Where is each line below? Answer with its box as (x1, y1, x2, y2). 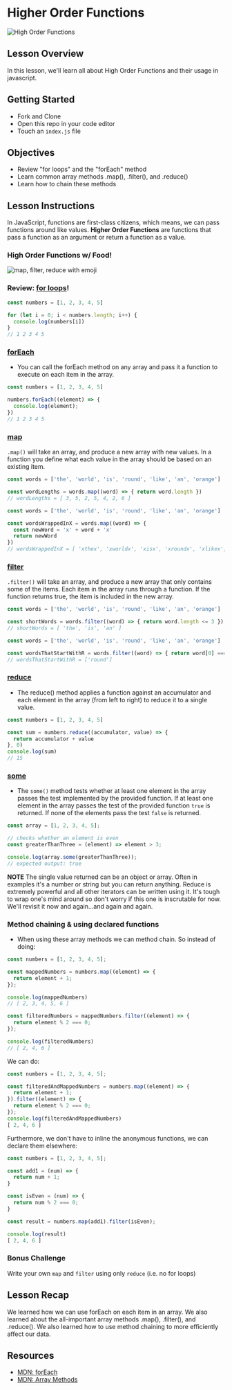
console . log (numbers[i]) (13, 318, 85, 325)
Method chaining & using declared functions (7, 919, 159, 929)
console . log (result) (7, 1231, 67, 1238)
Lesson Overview (7, 48, 84, 60)
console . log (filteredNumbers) (7, 1037, 95, 1045)
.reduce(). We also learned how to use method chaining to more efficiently (7, 1322, 219, 1330)
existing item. (7, 463, 46, 471)
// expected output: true (7, 860, 81, 867)
